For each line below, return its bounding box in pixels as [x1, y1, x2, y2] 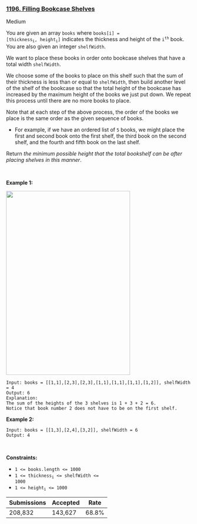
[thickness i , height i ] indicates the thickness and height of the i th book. [6, 36, 184, 44]
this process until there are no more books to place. [6, 97, 131, 104]
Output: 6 [6, 390, 31, 396]
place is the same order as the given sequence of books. [6, 114, 144, 122]
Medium [6, 18, 26, 25]
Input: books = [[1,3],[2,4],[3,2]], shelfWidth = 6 [6, 427, 138, 433]
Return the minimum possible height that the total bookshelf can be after [6, 150, 182, 157]
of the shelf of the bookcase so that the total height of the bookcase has [6, 84, 181, 91]
